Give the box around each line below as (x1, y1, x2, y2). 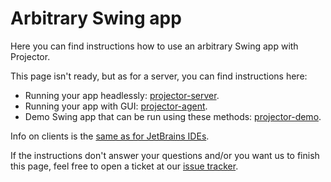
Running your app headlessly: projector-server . (24, 89, 220, 101)
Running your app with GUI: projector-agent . (24, 100, 208, 112)
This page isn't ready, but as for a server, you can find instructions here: (10, 70, 308, 82)
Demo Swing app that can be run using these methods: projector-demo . (24, 110, 322, 122)
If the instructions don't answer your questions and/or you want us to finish (10, 149, 320, 161)
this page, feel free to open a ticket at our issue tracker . (10, 160, 239, 172)
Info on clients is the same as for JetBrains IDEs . (10, 130, 210, 142)
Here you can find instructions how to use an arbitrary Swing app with (10, 40, 299, 52)
